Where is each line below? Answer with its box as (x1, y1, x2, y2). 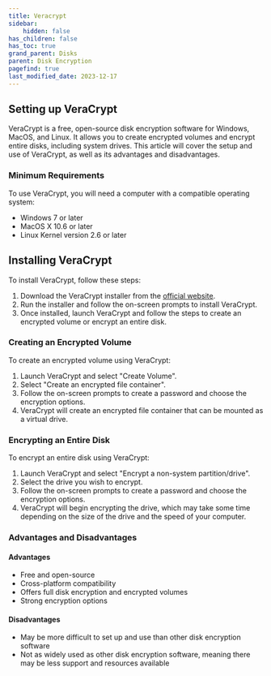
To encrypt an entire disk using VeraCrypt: (8, 453, 150, 463)
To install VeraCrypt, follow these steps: (8, 275, 142, 285)
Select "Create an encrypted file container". (19, 379, 166, 390)
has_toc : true (8, 42, 57, 50)
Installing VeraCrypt (8, 253, 112, 268)
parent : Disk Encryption (8, 58, 92, 66)
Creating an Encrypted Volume (8, 337, 132, 348)
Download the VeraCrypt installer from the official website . (19, 291, 216, 300)
